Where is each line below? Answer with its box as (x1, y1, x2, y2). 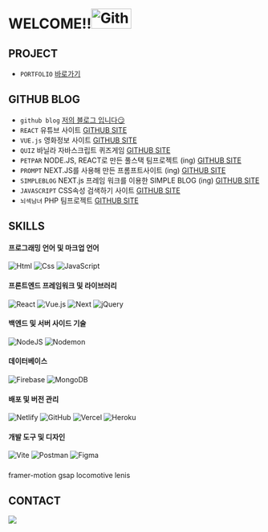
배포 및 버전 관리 (8, 394, 59, 404)
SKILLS (8, 220, 46, 233)
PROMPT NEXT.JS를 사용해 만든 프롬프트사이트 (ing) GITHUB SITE (19, 165, 226, 175)
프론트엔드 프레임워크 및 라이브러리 (8, 281, 118, 290)
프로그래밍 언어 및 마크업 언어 (8, 242, 99, 253)
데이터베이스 (8, 357, 48, 366)
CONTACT (8, 493, 62, 507)
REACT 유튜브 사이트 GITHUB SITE (19, 125, 128, 134)
